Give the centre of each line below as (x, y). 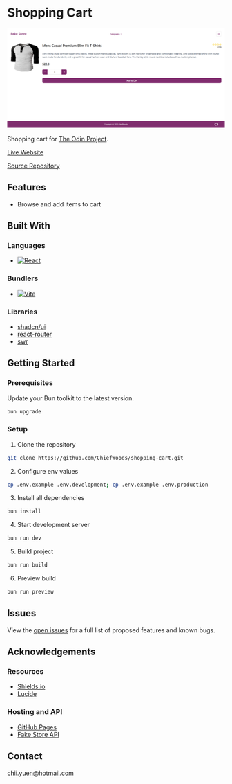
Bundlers (23, 278)
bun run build (28, 565)
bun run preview (30, 592)
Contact (25, 756)
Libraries (22, 312)
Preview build (37, 578)
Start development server (54, 525)
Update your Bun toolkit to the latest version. (71, 398)
